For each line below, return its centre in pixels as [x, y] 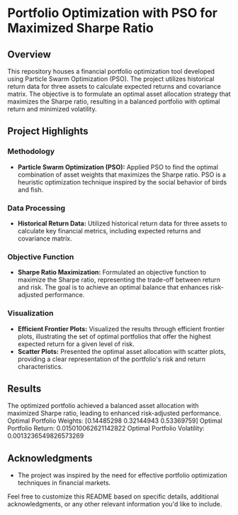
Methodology [31, 152]
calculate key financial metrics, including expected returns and [109, 231]
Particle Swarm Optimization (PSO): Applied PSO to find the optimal [118, 167]
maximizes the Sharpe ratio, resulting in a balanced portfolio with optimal [114, 101]
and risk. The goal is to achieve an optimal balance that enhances [113, 287]
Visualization [30, 314]
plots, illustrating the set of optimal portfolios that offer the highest [114, 336]
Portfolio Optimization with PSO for [113, 13]
